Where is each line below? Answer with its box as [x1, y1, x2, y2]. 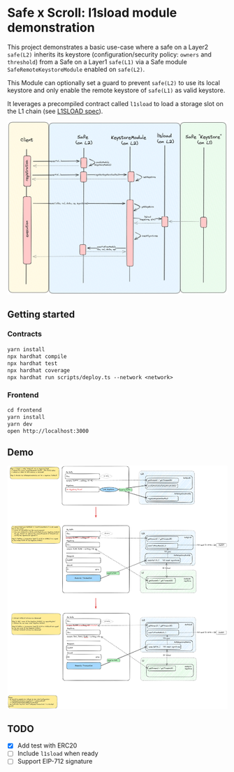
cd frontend [7, 407, 42, 414]
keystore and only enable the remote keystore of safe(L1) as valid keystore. [7, 86, 226, 94]
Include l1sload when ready [17, 749, 99, 758]
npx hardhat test [7, 359, 58, 367]
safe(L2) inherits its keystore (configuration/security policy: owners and [7, 50, 212, 59]
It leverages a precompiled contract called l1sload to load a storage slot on [7, 99, 224, 107]
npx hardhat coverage [7, 366, 71, 374]
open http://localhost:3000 [7, 428, 89, 435]
